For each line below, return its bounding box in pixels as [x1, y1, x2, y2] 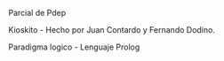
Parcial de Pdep [8, 8, 67, 18]
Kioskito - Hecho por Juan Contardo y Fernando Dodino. [8, 25, 215, 34]
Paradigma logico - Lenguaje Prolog [8, 42, 140, 52]
